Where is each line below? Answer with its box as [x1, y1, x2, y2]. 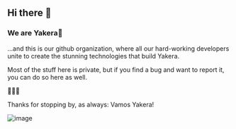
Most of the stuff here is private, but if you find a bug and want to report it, [7, 65, 225, 74]
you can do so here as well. [7, 73, 87, 81]
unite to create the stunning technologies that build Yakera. [7, 51, 180, 60]
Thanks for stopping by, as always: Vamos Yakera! [7, 100, 154, 109]
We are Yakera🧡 [7, 28, 63, 38]
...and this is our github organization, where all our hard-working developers [7, 44, 230, 53]
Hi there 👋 [7, 7, 52, 19]
